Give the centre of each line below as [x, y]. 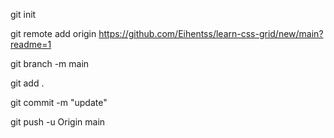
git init [23, 14]
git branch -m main [50, 63]
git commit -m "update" [59, 102]
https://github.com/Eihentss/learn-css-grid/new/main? [211, 33]
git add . [27, 83]
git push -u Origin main [58, 122]
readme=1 [31, 44]
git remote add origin [53, 33]
